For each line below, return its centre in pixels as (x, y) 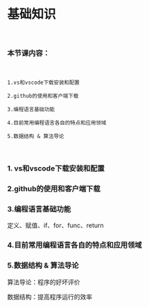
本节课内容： (29, 53)
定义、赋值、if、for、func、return (55, 225)
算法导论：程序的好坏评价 (44, 282)
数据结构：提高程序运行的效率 (50, 297)
